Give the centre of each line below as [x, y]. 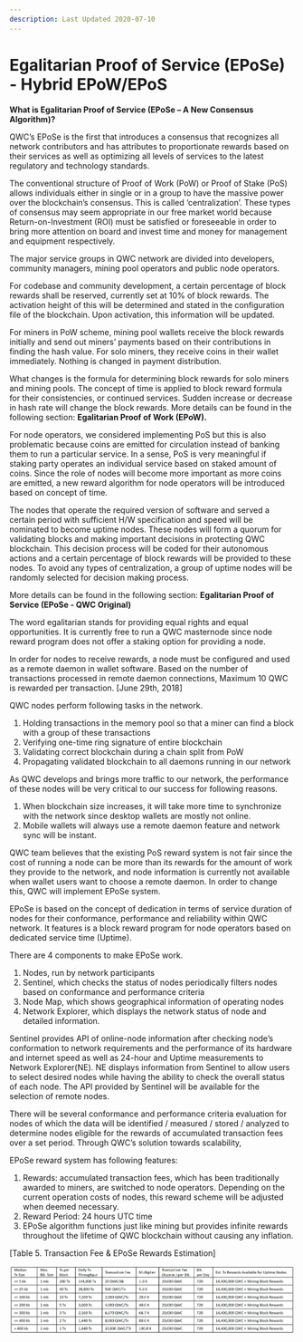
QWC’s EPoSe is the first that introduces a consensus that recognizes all [144, 137]
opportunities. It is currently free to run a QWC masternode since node [141, 632]
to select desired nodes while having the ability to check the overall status [147, 1076]
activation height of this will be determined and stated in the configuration [147, 304]
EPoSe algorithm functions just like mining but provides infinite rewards [155, 1226]
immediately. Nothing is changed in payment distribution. [115, 361]
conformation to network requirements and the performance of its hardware [151, 1048]
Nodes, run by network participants [89, 972]
